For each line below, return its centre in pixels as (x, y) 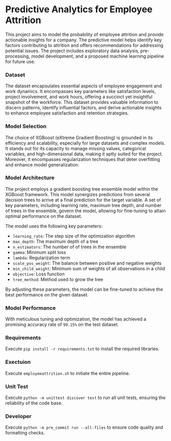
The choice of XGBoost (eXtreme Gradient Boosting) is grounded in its (79, 137)
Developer (18, 416)
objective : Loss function (39, 274)
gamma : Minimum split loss (39, 252)
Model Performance (31, 308)
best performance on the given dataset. (47, 294)
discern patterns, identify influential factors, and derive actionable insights (83, 108)
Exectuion (18, 362)
